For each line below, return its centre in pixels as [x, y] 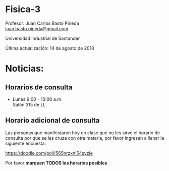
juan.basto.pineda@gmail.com [37, 28]
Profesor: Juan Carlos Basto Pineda [42, 23]
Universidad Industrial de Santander [43, 38]
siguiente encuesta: [26, 143]
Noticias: [24, 69]
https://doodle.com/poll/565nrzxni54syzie [49, 153]
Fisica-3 [23, 9]
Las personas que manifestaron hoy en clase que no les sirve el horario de [83, 133]
